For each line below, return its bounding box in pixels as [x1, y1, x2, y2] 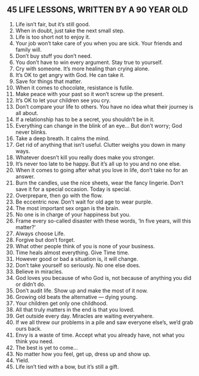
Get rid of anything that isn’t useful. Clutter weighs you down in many [15, 141, 186, 148]
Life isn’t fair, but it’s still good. [15, 20, 91, 27]
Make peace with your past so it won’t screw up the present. [15, 90, 164, 97]
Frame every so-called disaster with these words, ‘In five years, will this [15, 217, 191, 224]
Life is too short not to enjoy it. [15, 33, 91, 41]
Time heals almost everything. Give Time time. [15, 249, 130, 256]
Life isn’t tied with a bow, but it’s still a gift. [15, 363, 119, 370]
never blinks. [15, 128, 47, 135]
